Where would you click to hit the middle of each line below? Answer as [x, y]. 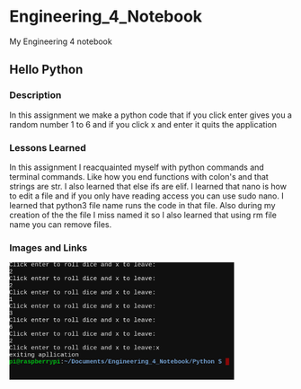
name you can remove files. [61, 224]
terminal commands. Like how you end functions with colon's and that [139, 176]
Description [35, 95]
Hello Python [46, 70]
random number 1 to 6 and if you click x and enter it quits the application [143, 124]
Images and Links [49, 247]
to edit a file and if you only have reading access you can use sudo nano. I [147, 196]
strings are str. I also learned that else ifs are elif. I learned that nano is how [148, 186]
